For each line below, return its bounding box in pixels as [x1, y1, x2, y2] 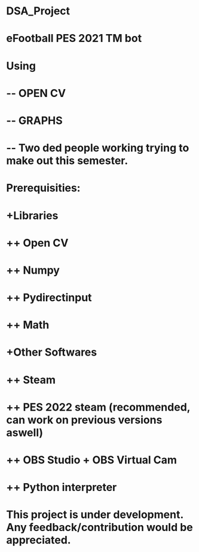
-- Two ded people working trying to [6, 141, 189, 155]
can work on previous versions [6, 413, 163, 426]
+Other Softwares [6, 345, 97, 359]
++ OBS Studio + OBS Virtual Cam [6, 453, 177, 466]
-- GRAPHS [6, 114, 63, 127]
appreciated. [6, 533, 71, 547]
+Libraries [6, 208, 59, 222]
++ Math [6, 319, 50, 332]
